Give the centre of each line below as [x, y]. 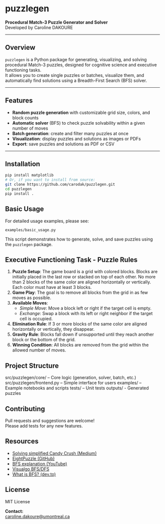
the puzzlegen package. [29, 244]
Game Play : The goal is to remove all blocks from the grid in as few [80, 293]
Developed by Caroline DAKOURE [39, 27]
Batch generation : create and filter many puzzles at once [70, 133]
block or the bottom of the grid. [44, 340]
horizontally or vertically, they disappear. [53, 329]
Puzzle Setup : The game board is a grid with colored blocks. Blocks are [85, 272]
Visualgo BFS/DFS [31, 469]
